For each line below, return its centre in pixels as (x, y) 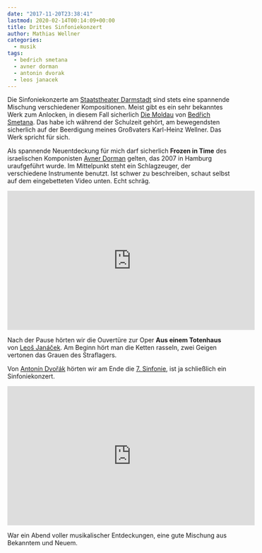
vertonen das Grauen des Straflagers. (62, 355)
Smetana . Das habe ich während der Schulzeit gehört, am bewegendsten (114, 122)
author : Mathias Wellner (44, 34)
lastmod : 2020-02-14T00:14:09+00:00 (61, 21)
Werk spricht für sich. (39, 137)
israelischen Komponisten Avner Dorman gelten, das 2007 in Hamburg (110, 158)
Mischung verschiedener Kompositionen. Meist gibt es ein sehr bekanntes (115, 107)
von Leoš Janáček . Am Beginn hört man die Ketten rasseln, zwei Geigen (112, 348)
